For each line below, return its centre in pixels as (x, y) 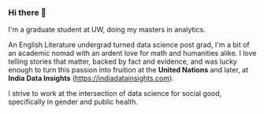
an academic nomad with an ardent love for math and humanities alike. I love (132, 53)
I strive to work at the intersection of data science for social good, (115, 94)
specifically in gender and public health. (73, 102)
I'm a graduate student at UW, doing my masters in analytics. (107, 30)
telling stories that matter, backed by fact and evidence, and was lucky (123, 61)
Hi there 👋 (28, 13)
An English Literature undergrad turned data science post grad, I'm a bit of (129, 45)
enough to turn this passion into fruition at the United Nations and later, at (128, 70)
